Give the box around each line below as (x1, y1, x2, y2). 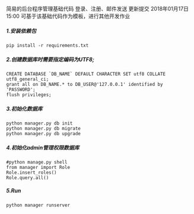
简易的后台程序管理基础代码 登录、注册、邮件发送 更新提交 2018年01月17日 (6, 5, 189, 12)
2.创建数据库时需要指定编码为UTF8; (6, 56, 95, 63)
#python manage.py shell (6, 159, 68, 165)
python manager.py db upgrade (6, 130, 81, 136)
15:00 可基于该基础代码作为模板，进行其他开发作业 (6, 12, 131, 20)
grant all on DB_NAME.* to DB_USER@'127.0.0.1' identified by (6, 81, 163, 87)
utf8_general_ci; (6, 76, 49, 82)
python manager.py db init (6, 120, 73, 126)
